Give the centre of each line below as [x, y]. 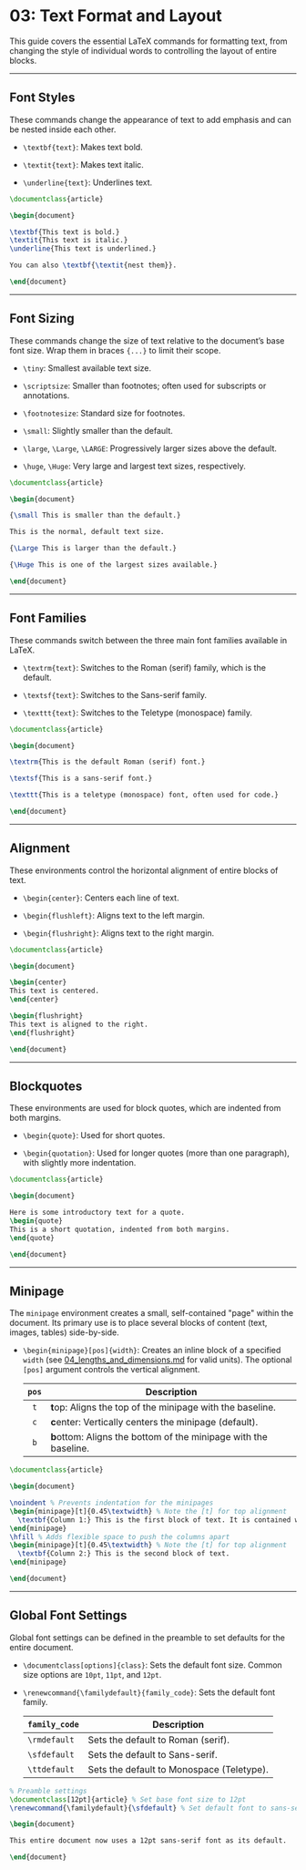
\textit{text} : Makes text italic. [83, 164]
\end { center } [34, 1000]
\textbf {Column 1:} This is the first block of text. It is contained [154, 1520]
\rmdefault [51, 1740]
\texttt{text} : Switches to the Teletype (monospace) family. [138, 713]
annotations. [46, 395]
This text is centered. [55, 991]
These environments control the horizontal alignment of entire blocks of [144, 870]
